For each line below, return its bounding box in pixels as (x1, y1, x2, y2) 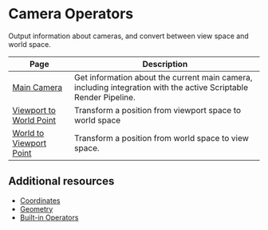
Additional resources (8, 174, 115, 188)
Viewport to (12, 104, 56, 115)
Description (142, 58, 188, 69)
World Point (12, 115, 57, 126)
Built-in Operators (19, 212, 79, 222)
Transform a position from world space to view (74, 132, 250, 143)
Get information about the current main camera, (74, 72, 253, 83)
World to (12, 127, 45, 138)
